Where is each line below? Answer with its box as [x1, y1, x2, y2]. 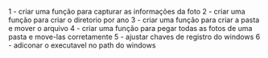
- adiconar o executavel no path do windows [8, 41, 156, 50]
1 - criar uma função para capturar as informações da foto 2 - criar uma [8, 7, 245, 16]
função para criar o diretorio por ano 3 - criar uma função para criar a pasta [8, 15, 260, 25]
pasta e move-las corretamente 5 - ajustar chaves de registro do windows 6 [8, 32, 261, 41]
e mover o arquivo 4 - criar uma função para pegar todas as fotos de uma [8, 24, 253, 33]
